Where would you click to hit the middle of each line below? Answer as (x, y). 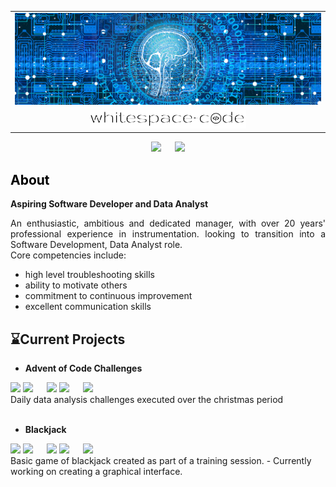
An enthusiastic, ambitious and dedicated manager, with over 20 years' (168, 223)
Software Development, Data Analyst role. (96, 245)
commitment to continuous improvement (108, 296)
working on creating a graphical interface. (96, 472)
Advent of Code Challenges (83, 368)
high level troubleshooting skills (89, 275)
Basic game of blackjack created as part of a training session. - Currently (161, 461)
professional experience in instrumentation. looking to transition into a (168, 234)
